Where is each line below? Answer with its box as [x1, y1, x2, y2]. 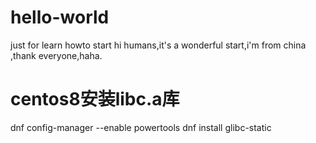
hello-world [10, 6, 110, 29]
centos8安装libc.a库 [10, 88, 180, 111]
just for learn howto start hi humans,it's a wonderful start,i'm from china [10, 39, 307, 51]
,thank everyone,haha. [10, 49, 103, 61]
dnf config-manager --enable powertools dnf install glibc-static [10, 121, 272, 133]
